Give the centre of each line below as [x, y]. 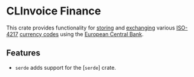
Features [23, 53]
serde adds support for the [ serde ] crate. [66, 67]
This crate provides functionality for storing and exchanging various [91, 28]
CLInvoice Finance [54, 11]
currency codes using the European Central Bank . [82, 34]
